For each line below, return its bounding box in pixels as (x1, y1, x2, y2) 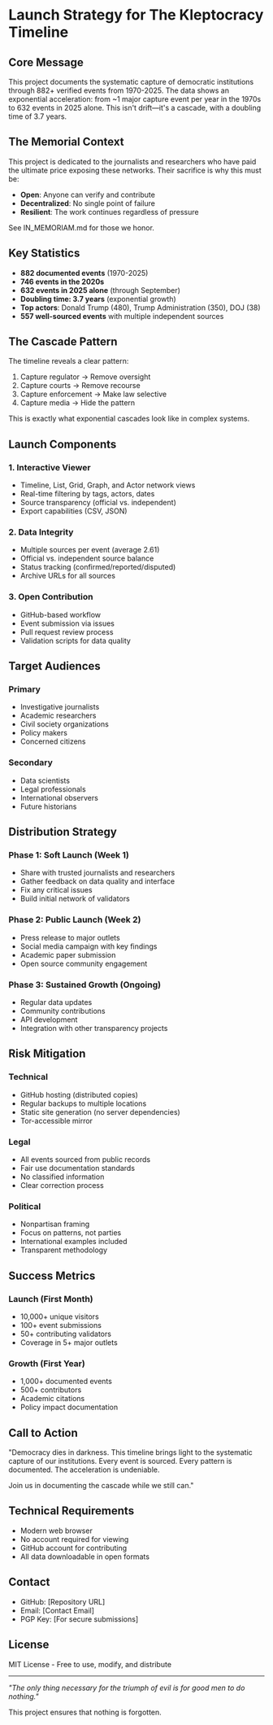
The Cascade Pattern (8, 335, 118, 349)
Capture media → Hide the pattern (19, 398, 136, 408)
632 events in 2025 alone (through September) (19, 285, 181, 295)
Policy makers (19, 728, 67, 738)
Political (8, 1200, 41, 1212)
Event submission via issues (19, 618, 115, 628)
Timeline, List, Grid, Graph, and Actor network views (19, 480, 196, 490)
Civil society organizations (19, 719, 110, 729)
